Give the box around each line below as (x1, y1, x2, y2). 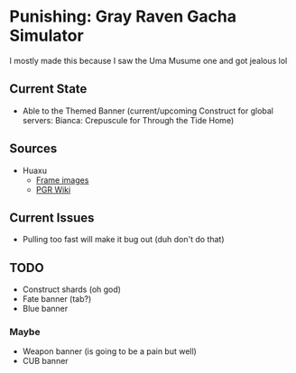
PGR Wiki (35, 184, 71, 195)
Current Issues (9, 210, 95, 225)
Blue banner (22, 304, 69, 314)
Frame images (35, 174, 89, 186)
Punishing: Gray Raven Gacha (9, 6, 237, 27)
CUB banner (22, 356, 69, 367)
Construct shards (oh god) (22, 284, 122, 295)
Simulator (9, 25, 84, 46)
